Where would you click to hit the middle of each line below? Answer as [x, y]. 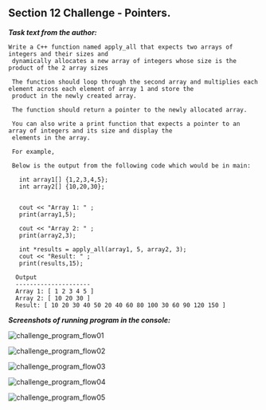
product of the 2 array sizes [59, 68]
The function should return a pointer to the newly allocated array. [129, 110]
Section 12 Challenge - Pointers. [90, 13]
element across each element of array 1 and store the [101, 89]
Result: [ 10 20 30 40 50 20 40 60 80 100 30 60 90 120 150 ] [121, 305]
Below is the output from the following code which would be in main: [131, 166]
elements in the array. [51, 138]
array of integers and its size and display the [90, 131]
